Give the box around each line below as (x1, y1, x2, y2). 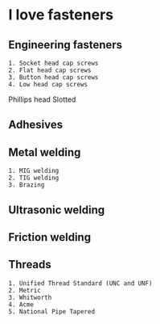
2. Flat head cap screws (8, 66, 92, 74)
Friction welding (8, 230, 91, 244)
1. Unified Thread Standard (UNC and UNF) (8, 279, 153, 288)
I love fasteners (8, 6, 114, 24)
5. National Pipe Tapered (8, 307, 95, 316)
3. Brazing (8, 181, 45, 189)
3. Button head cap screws (8, 74, 99, 82)
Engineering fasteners (8, 38, 123, 52)
